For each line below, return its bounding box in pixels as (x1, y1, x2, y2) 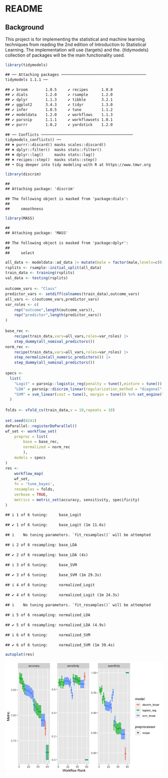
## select (5, 250, 35, 255)
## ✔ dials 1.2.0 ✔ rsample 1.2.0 (5, 92, 113, 97)
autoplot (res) (5, 652, 35, 657)
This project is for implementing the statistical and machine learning (5, 36, 145, 42)
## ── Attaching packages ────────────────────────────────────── (5, 72, 146, 77)
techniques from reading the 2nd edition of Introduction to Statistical (5, 42, 146, 48)
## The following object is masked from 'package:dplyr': (5, 240, 128, 245)
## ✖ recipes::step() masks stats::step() (5, 157, 97, 162)
